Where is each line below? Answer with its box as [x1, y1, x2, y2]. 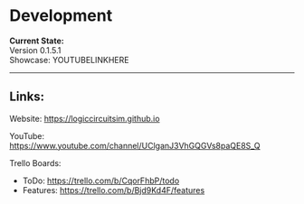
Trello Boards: [9, 157, 62, 168]
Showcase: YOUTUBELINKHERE [9, 54, 129, 65]
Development [9, 5, 113, 26]
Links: [9, 89, 45, 105]
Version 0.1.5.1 [9, 44, 62, 55]
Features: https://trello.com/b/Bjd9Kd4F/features [22, 184, 205, 195]
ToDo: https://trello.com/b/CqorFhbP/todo [22, 175, 180, 186]
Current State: [9, 35, 65, 46]
